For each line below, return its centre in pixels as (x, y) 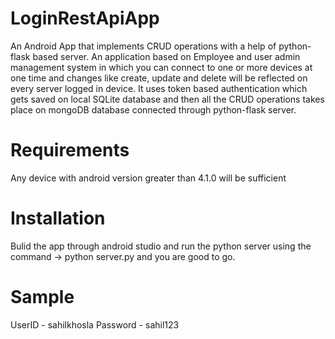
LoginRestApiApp (85, 18)
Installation (58, 218)
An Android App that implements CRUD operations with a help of (143, 46)
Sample (42, 297)
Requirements (70, 150)
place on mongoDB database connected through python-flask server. (153, 109)
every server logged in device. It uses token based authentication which (159, 88)
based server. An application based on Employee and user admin (166, 56)
